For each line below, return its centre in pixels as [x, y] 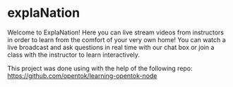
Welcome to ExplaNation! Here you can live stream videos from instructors [116, 32]
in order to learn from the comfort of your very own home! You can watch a [116, 39]
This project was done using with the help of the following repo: [100, 68]
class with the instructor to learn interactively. [73, 55]
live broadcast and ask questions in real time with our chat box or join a [111, 47]
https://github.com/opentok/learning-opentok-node [82, 76]
